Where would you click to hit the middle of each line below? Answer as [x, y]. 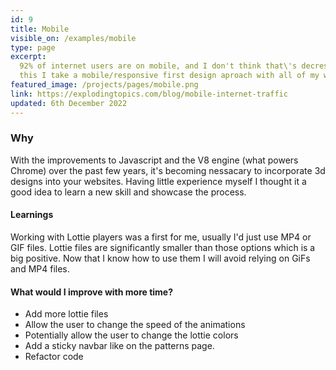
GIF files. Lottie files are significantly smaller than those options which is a [163, 247]
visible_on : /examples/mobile [73, 38]
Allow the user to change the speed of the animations [135, 325]
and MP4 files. [40, 269]
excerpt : [28, 57]
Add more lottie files [66, 314]
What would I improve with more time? [92, 292]
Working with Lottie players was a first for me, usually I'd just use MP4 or [161, 237]
